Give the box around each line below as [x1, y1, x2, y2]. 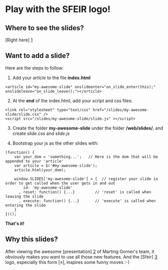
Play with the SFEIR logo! [5, 4, 111, 15]
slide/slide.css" [5, 112, 42, 117]
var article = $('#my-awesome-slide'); [14, 163, 98, 168]
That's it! [5, 220, 25, 226]
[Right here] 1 [5, 37, 33, 43]
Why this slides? [5, 235, 58, 244]
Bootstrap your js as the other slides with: [12, 140, 99, 146]
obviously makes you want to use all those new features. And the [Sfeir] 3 [5, 253, 158, 260]
